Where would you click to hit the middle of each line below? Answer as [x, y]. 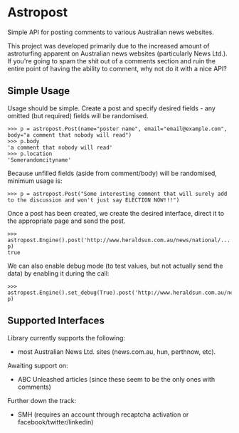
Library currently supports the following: [67, 338]
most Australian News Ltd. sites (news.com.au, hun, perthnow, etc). [117, 351]
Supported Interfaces [56, 321]
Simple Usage [39, 91]
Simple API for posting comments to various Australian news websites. [111, 32]
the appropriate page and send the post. [67, 221]
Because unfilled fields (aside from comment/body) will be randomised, [112, 173]
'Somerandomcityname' [39, 160]
